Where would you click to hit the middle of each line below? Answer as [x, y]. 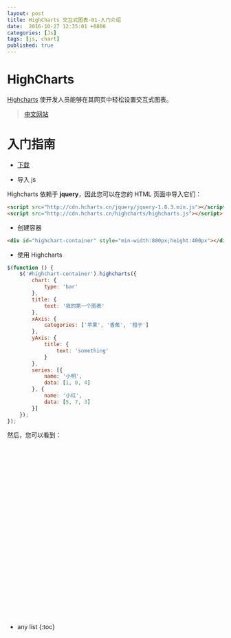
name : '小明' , [63, 376]
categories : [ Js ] [32, 33]
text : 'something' [82, 351]
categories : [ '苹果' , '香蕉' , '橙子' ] [96, 325]
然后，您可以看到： [34, 435]
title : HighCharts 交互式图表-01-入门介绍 [64, 20]
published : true [30, 45]
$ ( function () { [30, 268]
